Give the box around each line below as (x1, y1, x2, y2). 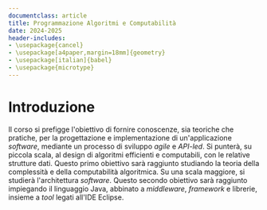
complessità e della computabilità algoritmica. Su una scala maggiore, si (8, 167, 245, 176)
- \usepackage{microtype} (8, 64, 94, 72)
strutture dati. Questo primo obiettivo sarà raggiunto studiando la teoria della (8, 158, 260, 168)
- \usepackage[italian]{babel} (8, 57, 112, 65)
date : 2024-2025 (8, 26, 62, 34)
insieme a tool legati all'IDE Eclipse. (8, 192, 124, 202)
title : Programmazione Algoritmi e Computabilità (8, 19, 177, 27)
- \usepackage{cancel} (8, 42, 84, 50)
